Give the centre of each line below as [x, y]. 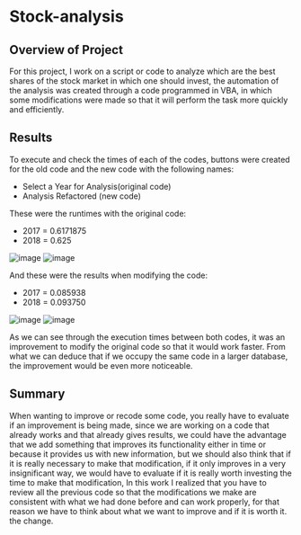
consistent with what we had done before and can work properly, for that [145, 502]
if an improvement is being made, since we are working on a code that [139, 425]
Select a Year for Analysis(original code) [97, 186]
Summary [37, 394]
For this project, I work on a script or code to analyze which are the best [142, 71]
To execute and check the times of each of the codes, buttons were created [150, 159]
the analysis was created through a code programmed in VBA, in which [141, 90]
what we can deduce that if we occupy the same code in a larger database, [149, 356]
